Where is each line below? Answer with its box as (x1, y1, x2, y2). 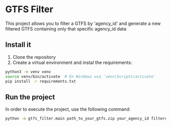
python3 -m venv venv (5, 69, 51, 74)
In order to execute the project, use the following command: (5, 106, 131, 112)
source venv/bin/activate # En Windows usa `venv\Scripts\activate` (5, 74, 156, 79)
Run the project (5, 92, 55, 101)
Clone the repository (12, 54, 56, 60)
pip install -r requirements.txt (5, 79, 76, 84)
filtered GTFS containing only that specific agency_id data (5, 25, 127, 31)
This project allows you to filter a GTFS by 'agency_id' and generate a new (5, 20, 161, 26)
